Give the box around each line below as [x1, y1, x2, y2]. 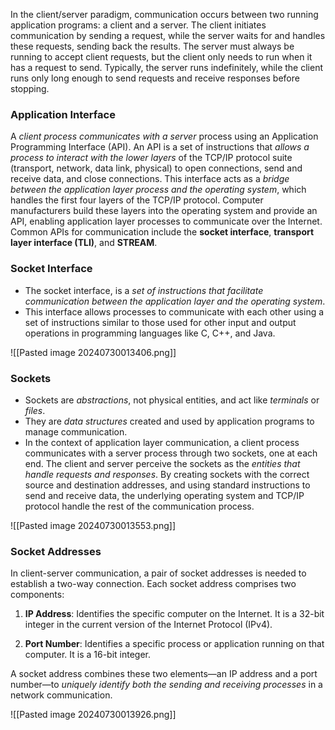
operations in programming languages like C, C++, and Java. [24, 327, 276, 339]
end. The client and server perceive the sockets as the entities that [24, 457, 301, 469]
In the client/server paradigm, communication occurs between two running [10, 9, 319, 20]
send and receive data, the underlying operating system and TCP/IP [24, 489, 305, 501]
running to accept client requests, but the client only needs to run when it [10, 51, 313, 63]
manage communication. [24, 425, 128, 438]
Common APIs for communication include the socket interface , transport [10, 226, 315, 238]
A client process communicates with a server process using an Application [10, 130, 319, 143]
